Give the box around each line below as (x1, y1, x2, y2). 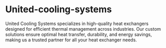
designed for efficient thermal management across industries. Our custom (5, 26, 161, 32)
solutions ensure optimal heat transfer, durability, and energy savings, (5, 31, 152, 37)
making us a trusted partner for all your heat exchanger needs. (5, 37, 137, 43)
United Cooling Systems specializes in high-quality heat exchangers (5, 20, 149, 27)
